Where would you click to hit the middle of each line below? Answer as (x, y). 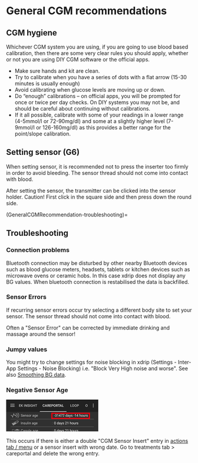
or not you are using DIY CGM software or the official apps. (78, 59)
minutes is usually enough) (47, 83)
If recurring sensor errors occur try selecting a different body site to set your (99, 310)
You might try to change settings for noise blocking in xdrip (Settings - (91, 362)
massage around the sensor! (41, 334)
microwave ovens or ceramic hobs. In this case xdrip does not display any (96, 276)
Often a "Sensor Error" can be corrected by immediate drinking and (88, 328)
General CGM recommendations (87, 11)
